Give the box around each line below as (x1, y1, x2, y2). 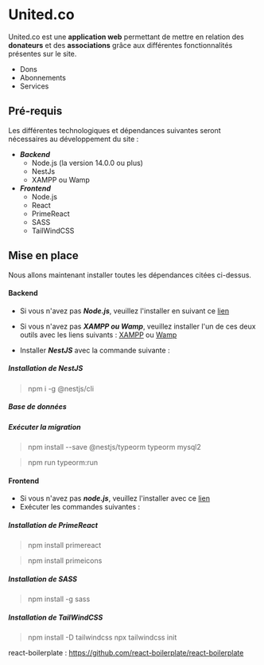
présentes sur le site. (8, 49, 77, 58)
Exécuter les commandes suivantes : (19, 502, 141, 512)
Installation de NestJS (8, 364, 83, 373)
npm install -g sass (27, 594, 91, 604)
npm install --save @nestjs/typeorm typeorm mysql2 (27, 443, 201, 452)
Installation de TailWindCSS (8, 612, 103, 622)
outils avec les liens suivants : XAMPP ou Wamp (19, 329, 177, 340)
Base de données (8, 402, 68, 411)
